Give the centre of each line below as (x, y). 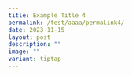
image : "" (24, 52)
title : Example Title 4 (47, 15)
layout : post (29, 37)
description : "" (35, 45)
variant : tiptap (35, 59)
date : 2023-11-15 (37, 30)
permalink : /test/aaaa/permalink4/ (66, 23)
